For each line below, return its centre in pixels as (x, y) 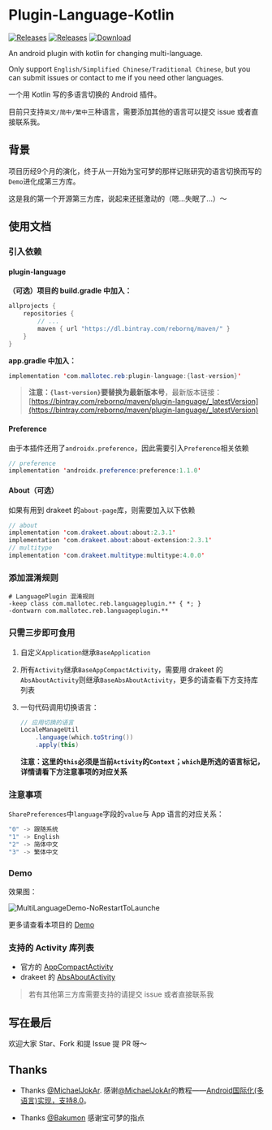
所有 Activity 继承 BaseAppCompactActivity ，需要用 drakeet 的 (121, 669)
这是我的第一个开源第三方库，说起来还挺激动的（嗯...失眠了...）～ (118, 198)
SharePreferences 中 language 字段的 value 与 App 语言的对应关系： (117, 814)
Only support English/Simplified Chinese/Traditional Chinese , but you (130, 69)
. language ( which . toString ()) (84, 737)
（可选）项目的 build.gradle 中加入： (70, 291)
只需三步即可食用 (42, 633)
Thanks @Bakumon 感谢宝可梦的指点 (82, 1118)
